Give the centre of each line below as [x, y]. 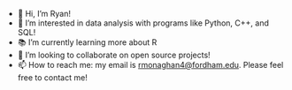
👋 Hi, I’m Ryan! [44, 14]
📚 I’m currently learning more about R [87, 42]
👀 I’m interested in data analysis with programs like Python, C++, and [143, 23]
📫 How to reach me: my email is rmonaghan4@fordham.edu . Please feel [150, 65]
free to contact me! [53, 78]
